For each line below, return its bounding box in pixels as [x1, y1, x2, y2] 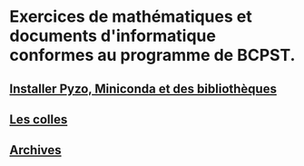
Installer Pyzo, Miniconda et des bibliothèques [9, 81, 277, 96]
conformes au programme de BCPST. [9, 45, 296, 65]
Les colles [9, 112, 68, 127]
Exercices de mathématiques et [9, 6, 252, 27]
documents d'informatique [9, 25, 216, 46]
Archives [9, 142, 62, 158]
